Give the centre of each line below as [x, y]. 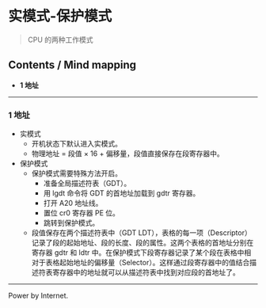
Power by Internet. [38, 296]
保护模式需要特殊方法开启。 [77, 173]
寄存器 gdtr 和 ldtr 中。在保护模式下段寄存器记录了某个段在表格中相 [141, 253]
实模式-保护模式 [60, 16]
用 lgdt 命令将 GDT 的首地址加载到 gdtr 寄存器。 [122, 193]
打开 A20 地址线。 [73, 203]
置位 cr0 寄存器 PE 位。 [82, 213]
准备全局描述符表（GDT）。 [87, 184]
